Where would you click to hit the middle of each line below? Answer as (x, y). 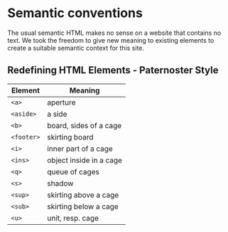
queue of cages (73, 172)
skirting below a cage (83, 206)
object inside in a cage (85, 160)
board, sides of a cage (85, 125)
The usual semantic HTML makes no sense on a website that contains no (114, 33)
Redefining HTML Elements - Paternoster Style (113, 70)
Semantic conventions (75, 13)
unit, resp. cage (73, 218)
